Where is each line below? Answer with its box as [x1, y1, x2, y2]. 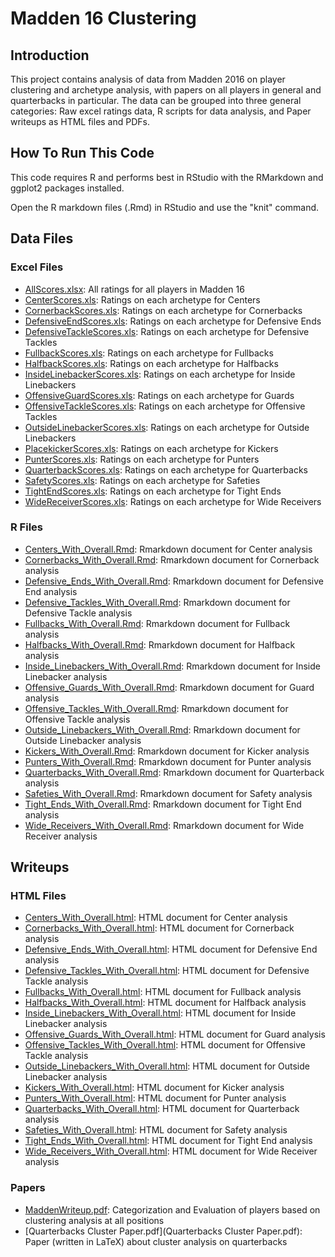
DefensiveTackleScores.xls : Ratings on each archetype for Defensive [24, 325, 310, 337]
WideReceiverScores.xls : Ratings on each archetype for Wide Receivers [24, 495, 322, 507]
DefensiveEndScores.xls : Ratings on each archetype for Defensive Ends [24, 315, 322, 327]
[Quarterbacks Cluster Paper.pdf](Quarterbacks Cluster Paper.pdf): [24, 1225, 303, 1237]
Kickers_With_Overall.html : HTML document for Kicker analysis [24, 1082, 285, 1094]
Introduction [10, 47, 90, 64]
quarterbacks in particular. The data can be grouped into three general [10, 95, 302, 106]
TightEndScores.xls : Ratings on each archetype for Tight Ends [24, 485, 282, 497]
